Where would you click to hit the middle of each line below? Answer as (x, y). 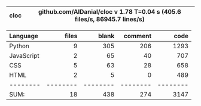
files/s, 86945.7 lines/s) (109, 19)
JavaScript (25, 56)
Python (19, 46)
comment (137, 36)
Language (24, 36)
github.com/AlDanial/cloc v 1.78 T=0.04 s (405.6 (109, 12)
